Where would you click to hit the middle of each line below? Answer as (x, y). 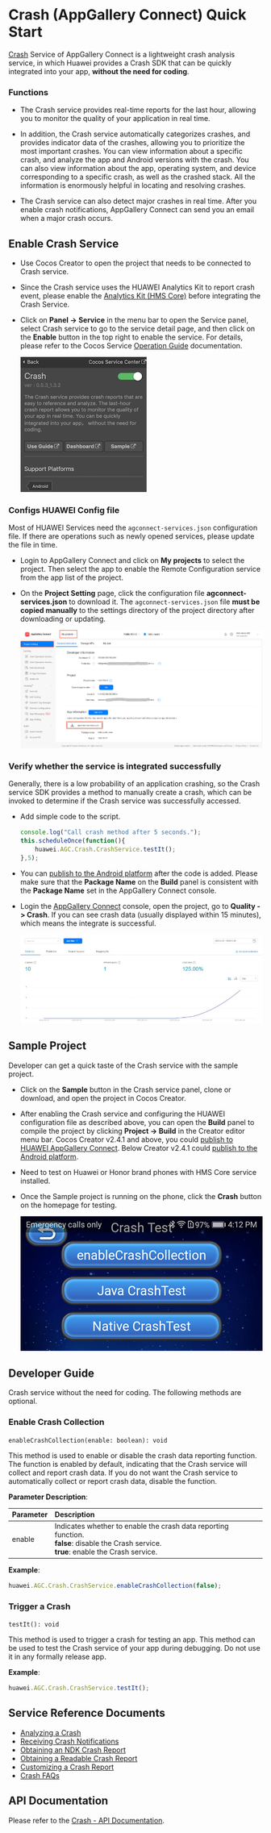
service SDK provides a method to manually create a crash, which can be (130, 793)
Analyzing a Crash (50, 1732)
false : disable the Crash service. (108, 1543)
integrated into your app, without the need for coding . (99, 71)
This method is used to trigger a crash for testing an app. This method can (132, 1639)
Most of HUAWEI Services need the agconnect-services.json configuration (133, 528)
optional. (23, 1402)
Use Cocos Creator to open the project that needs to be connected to (135, 263)
